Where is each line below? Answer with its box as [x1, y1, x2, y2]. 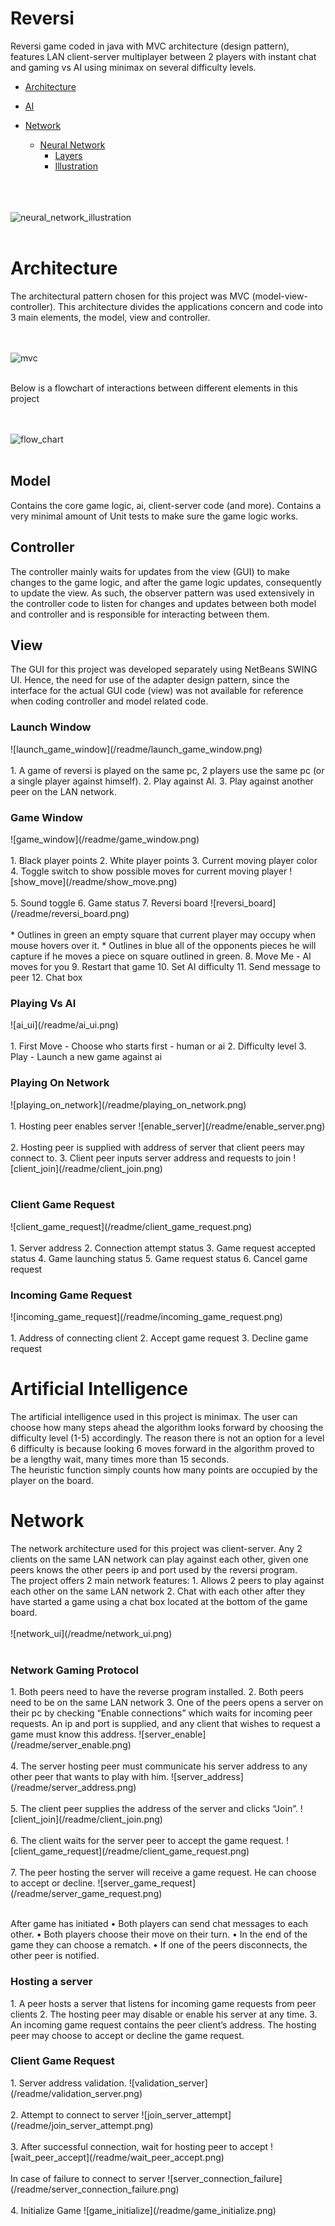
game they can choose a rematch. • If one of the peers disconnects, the [10, 1939, 308, 1951]
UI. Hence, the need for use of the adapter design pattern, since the [10, 674, 290, 686]
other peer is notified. [10, 1950, 100, 1962]
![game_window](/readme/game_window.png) [10, 833, 200, 845]
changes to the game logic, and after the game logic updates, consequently [10, 576, 322, 588]
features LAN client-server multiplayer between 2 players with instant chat [10, 50, 317, 62]
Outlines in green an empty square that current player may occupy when [16, 928, 317, 941]
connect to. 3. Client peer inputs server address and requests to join [10, 1152, 292, 1164]
